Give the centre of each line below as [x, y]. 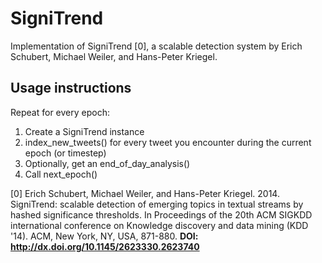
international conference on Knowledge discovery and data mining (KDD [159, 225]
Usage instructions [71, 88]
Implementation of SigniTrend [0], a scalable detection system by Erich [156, 46]
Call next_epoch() [61, 174]
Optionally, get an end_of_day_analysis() [107, 163]
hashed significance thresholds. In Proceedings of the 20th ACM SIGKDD [161, 214]
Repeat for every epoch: [60, 112]
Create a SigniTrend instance [84, 131]
